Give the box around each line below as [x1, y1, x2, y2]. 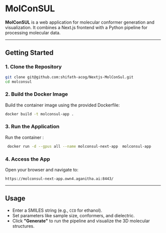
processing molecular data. [5, 30, 61, 35]
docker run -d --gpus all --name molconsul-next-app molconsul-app [7, 144, 152, 149]
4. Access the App [5, 156, 50, 163]
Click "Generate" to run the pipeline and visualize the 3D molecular [12, 218, 150, 224]
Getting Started [5, 49, 54, 57]
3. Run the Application [5, 123, 60, 130]
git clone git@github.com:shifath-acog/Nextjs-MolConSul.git [5, 74, 134, 79]
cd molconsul [5, 79, 32, 84]
